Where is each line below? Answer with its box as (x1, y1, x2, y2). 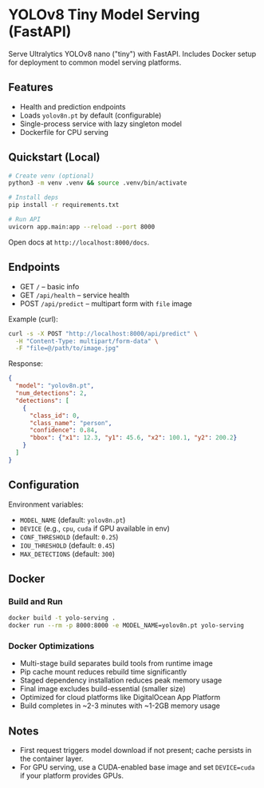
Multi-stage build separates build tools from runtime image (19, 659, 213, 668)
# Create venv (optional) (8, 172, 94, 180)
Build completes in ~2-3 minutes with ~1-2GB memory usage (19, 701, 221, 710)
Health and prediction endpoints (19, 101, 126, 111)
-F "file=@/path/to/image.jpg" (15, 344, 120, 352)
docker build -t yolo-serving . (8, 614, 116, 623)
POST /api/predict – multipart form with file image (19, 298, 193, 308)
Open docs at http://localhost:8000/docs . (8, 237, 150, 247)
